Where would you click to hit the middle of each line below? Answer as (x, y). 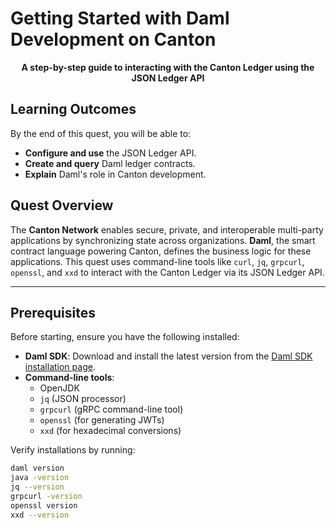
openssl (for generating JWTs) (102, 420)
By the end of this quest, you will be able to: (101, 133)
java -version (40, 478)
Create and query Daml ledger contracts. (110, 163)
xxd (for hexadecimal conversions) (110, 431)
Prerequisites (53, 312)
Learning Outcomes (73, 109)
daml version (37, 468)
